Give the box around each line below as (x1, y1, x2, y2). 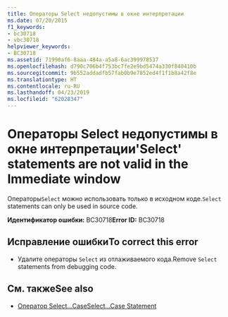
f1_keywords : (7, 23, 46, 30)
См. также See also (7, 283, 94, 295)
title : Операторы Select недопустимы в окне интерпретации (7, 10, 184, 18)
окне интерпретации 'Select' (7, 141, 182, 157)
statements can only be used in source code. (7, 202, 139, 210)
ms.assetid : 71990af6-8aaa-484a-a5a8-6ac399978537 (7, 56, 159, 64)
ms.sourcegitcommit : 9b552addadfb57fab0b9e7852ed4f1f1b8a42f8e (7, 69, 197, 76)
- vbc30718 (7, 37, 39, 44)
